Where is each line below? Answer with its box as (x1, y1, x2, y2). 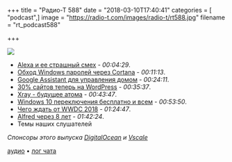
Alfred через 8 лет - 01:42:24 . (17, 113, 104, 120)
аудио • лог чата (7, 147, 57, 155)
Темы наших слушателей (17, 120, 92, 128)
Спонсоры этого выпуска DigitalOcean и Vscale (7, 133, 148, 141)
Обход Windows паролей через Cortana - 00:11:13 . (17, 68, 165, 76)
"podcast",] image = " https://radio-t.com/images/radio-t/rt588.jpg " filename (7, 13, 226, 22)
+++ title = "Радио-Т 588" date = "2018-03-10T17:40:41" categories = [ (7, 6, 212, 14)
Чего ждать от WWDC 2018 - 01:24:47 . (17, 105, 131, 113)
